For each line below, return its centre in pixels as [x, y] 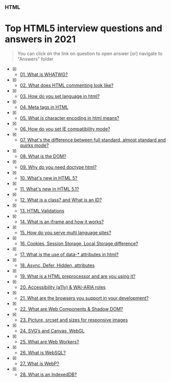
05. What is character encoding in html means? [70, 118]
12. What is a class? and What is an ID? [61, 200]
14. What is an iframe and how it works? [62, 221]
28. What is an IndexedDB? [48, 374]
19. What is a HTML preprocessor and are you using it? [78, 276]
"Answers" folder [35, 59]
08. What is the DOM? [43, 156]
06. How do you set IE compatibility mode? [65, 129]
